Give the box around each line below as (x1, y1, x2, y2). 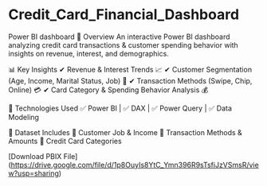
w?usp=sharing (8, 169, 60, 178)
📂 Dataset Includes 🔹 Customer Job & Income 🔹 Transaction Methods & (8, 127, 243, 137)
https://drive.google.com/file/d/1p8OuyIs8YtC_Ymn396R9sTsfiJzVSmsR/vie (10, 160, 259, 169)
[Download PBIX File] (8, 151, 78, 161)
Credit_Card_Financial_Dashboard (8, 6, 240, 24)
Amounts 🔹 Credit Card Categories (8, 136, 122, 145)
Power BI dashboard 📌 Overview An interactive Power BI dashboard (8, 32, 230, 41)
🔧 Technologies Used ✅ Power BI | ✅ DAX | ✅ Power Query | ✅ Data (8, 103, 233, 113)
